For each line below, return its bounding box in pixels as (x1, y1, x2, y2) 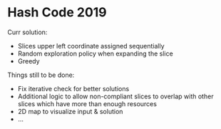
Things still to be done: (7, 71, 75, 79)
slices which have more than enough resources (17, 99, 157, 108)
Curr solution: (7, 28, 48, 36)
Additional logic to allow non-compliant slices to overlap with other (17, 92, 214, 100)
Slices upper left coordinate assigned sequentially (17, 41, 165, 50)
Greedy (17, 56, 41, 65)
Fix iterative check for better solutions (17, 84, 130, 93)
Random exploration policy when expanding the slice (17, 49, 173, 58)
